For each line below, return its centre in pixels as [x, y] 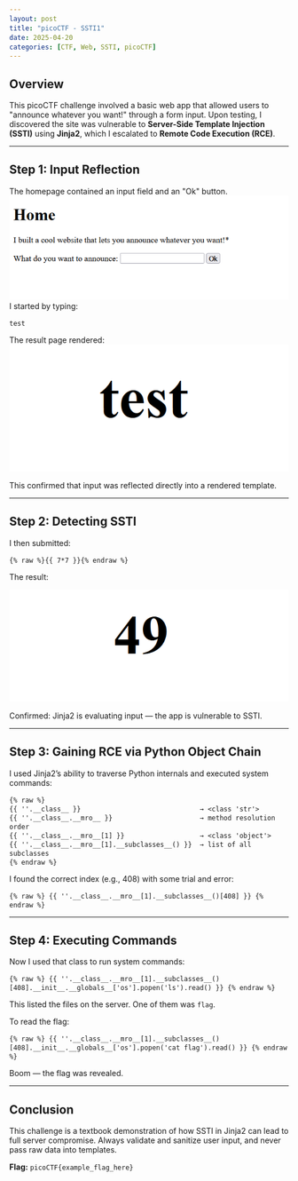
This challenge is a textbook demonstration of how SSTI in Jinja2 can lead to [149, 1131]
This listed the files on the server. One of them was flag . [112, 1004]
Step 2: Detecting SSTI [73, 522]
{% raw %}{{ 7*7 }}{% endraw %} [69, 560]
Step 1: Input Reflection [74, 170]
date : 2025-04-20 [41, 37]
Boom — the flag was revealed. [67, 1074]
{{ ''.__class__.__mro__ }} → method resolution [142, 818]
